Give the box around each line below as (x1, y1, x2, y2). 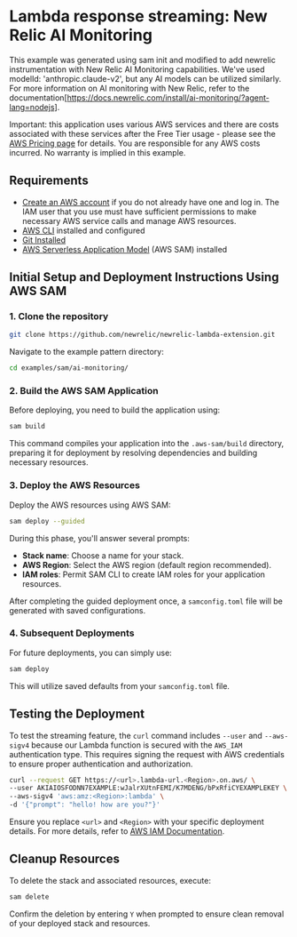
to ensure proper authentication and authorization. (9, 758, 193, 769)
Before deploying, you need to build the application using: (9, 404, 221, 415)
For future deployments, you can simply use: (9, 647, 173, 658)
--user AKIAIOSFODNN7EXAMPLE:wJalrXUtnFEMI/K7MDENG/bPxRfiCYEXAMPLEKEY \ (9, 784, 288, 793)
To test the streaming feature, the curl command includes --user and (9, 730, 263, 741)
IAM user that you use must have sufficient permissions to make (21, 206, 257, 217)
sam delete (9, 892, 50, 901)
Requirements (9, 173, 89, 188)
